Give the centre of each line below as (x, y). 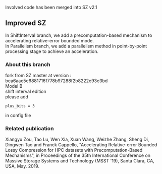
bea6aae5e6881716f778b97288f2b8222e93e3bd (57, 81)
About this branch (28, 64)
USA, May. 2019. (22, 166)
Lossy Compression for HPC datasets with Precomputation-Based (74, 150)
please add (17, 97)
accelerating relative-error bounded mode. (50, 40)
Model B (14, 86)
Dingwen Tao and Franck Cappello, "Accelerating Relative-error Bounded (81, 145)
